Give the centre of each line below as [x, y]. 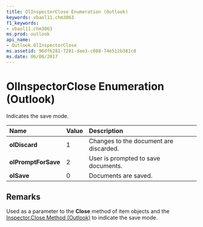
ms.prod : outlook [28, 34]
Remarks [24, 197]
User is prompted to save [124, 158]
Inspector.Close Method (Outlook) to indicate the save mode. [82, 218]
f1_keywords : [23, 23]
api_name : [19, 40]
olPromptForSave [35, 162]
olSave [19, 175]
